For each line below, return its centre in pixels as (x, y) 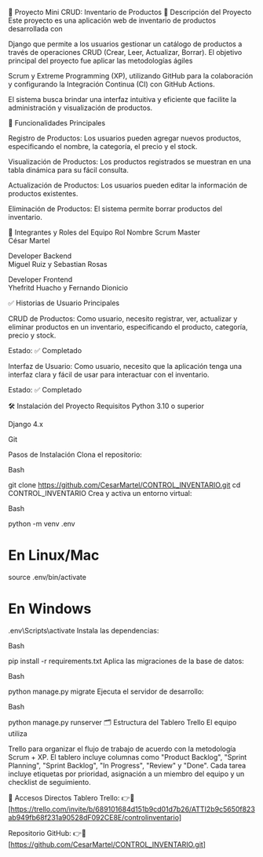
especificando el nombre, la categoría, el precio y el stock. (103, 146)
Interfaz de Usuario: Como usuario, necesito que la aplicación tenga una (125, 366)
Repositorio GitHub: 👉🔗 (47, 833)
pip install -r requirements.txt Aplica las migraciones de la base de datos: (126, 661)
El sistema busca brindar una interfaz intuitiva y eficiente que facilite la (122, 99)
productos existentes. (43, 193)
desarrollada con (35, 29)
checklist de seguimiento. (50, 782)
